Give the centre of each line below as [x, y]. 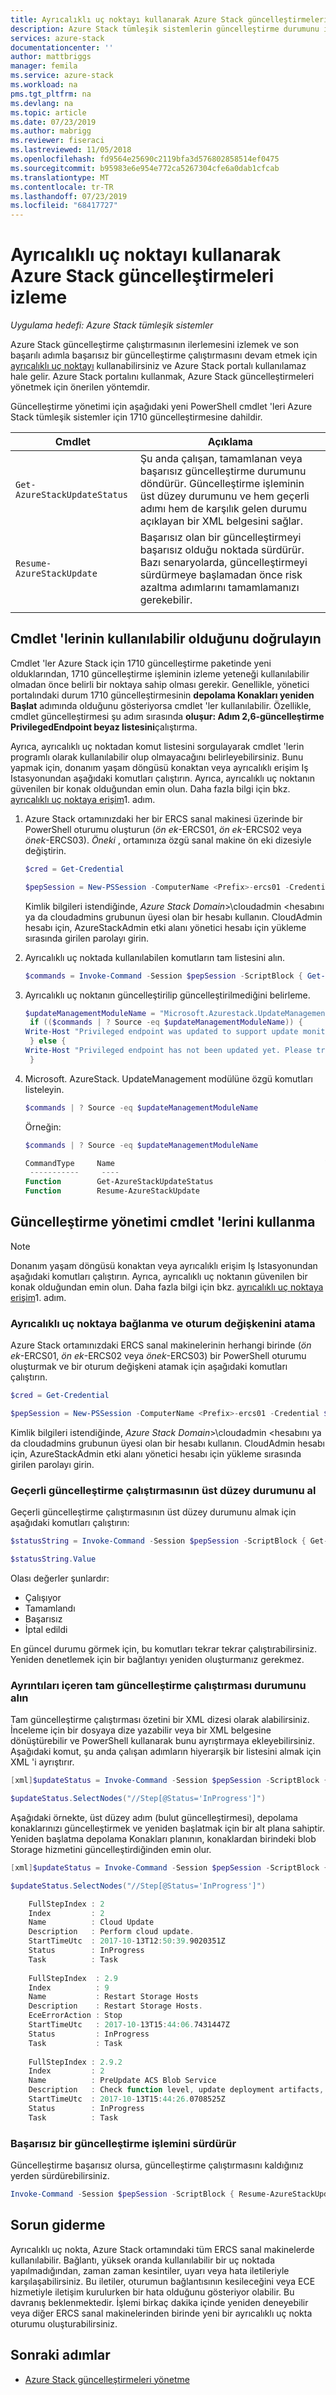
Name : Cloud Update [91, 1922]
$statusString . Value [53, 1559]
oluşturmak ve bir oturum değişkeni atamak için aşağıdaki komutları [149, 1367]
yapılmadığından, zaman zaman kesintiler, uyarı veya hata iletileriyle [150, 2270]
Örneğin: [43, 1127]
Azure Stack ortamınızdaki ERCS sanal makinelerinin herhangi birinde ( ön [161, 1345]
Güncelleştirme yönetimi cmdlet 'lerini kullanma [163, 1222]
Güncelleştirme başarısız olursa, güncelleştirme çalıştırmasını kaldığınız [157, 2165]
